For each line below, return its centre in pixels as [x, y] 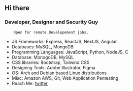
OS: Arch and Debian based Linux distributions [59, 73]
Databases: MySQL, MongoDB [43, 47]
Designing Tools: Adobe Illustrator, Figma [53, 67]
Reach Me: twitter [30, 83]
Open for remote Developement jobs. [51, 32]
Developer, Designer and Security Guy [51, 22]
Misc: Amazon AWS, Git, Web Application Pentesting [65, 78]
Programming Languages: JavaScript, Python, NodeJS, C [70, 52]
